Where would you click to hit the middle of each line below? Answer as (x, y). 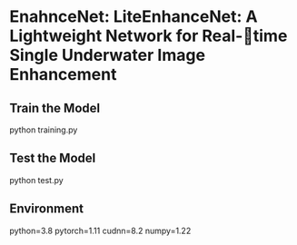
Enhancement (63, 75)
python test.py (36, 180)
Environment (47, 209)
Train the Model (55, 108)
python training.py (44, 130)
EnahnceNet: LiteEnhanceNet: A (134, 17)
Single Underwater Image (108, 55)
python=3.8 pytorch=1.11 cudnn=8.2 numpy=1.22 (100, 230)
